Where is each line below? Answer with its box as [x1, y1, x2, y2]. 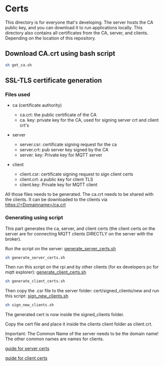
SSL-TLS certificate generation [5, 76, 102, 85]
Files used [5, 91, 31, 98]
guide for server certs [5, 346, 49, 352]
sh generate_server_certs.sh [5, 255, 65, 260]
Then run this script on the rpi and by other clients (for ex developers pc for [5, 264, 159, 270]
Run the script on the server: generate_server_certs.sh [5, 245, 116, 251]
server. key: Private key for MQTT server [19, 152, 103, 158]
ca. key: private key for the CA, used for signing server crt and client [19, 117, 159, 123]
